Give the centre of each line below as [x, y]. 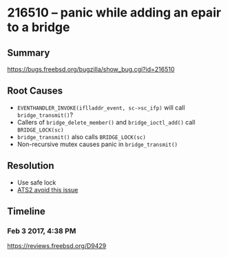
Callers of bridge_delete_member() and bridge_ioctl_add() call [106, 122]
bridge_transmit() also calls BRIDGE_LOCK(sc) [81, 136]
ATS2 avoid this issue [48, 189]
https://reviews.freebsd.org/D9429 [57, 246]
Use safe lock [37, 182]
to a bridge [39, 27]
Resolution [31, 166]
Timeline [27, 212]
